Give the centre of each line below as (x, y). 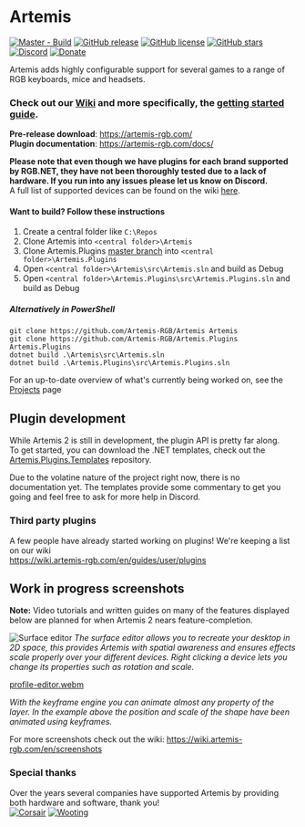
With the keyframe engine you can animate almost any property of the (142, 702)
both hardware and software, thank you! (85, 802)
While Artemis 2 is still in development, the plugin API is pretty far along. (145, 441)
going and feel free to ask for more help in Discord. (105, 497)
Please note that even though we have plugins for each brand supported (149, 162)
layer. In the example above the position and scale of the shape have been (149, 712)
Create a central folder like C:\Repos (90, 232)
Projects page (36, 390)
